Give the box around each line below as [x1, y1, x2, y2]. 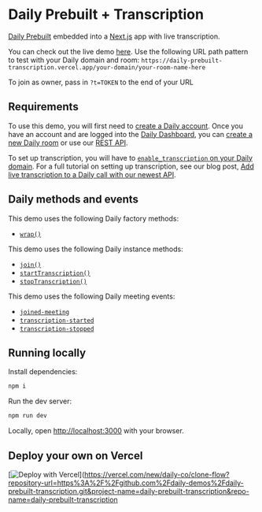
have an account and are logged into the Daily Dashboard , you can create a [8, 129, 253, 139]
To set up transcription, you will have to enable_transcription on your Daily [8, 153, 253, 162]
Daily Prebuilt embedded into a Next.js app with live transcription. [8, 32, 220, 41]
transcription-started [19, 317, 94, 325]
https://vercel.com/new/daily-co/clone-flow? [83, 469, 230, 479]
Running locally [8, 346, 87, 359]
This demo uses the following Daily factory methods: [8, 213, 179, 223]
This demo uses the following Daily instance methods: [8, 244, 183, 254]
